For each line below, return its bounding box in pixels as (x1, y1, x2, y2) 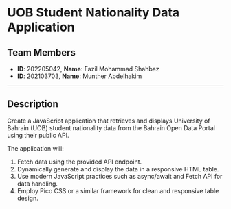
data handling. (16, 180, 58, 188)
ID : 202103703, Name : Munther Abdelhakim (16, 72, 142, 80)
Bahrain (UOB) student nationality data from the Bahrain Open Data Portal (7, 123, 215, 132)
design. (16, 194, 39, 202)
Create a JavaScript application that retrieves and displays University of (7, 116, 211, 125)
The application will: (7, 144, 64, 152)
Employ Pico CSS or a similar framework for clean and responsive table (16, 186, 219, 195)
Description (7, 98, 58, 110)
